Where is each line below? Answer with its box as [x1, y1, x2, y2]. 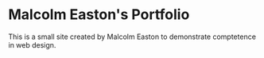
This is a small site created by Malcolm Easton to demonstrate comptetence [8, 32, 257, 41]
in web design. [8, 40, 56, 49]
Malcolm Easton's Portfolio [8, 6, 190, 24]
